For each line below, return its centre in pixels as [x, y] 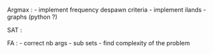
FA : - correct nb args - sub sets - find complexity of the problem [99, 43]
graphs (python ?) [33, 17]
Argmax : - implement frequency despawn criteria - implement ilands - [107, 10]
